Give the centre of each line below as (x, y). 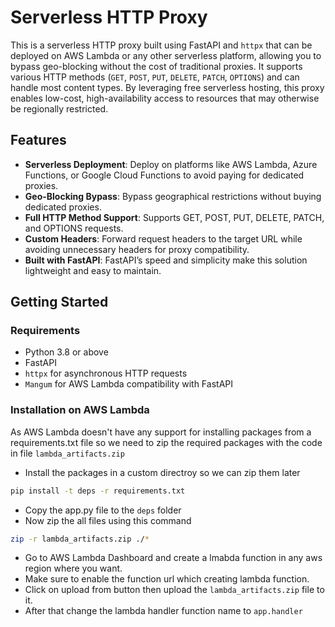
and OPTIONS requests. (74, 228)
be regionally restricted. (59, 108)
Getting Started (59, 302)
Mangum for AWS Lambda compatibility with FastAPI (128, 384)
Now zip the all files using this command (108, 520)
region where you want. (73, 568)
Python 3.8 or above (66, 352)
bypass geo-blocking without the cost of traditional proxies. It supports (156, 66)
